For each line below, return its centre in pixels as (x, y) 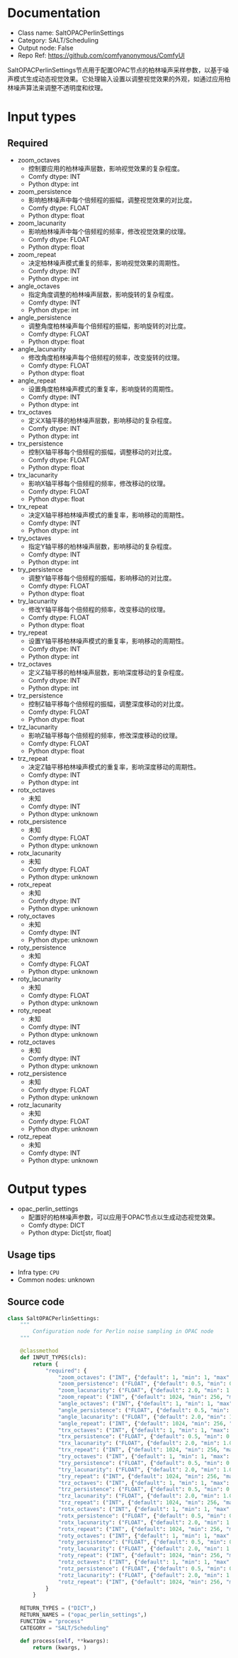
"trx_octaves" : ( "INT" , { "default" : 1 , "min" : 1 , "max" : (144, 1430)
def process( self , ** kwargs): (65, 1641)
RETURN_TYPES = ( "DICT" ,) (58, 1608)
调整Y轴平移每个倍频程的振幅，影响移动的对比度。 (102, 578)
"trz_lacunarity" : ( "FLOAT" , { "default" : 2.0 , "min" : (139, 1496)
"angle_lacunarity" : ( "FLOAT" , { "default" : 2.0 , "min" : (142, 1417)
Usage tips (32, 1255)
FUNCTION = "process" (52, 1621)
